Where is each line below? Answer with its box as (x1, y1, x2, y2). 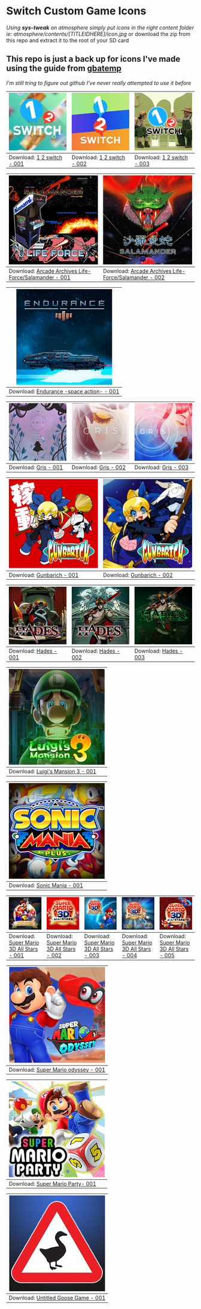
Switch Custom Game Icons (6, 4, 147, 18)
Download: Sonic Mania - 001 (8, 882, 84, 889)
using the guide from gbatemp (6, 63, 121, 74)
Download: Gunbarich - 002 (103, 571, 173, 579)
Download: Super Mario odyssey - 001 (8, 1066, 106, 1073)
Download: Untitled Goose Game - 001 (8, 1294, 106, 1302)
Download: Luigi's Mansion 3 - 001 (8, 768, 97, 775)
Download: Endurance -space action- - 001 (8, 388, 120, 395)
